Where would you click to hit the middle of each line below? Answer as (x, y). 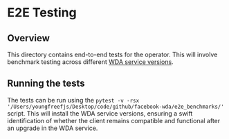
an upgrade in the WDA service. (53, 128)
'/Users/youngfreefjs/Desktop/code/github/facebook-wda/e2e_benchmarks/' (116, 107)
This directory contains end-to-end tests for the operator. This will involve (112, 54)
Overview (29, 38)
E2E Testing (42, 13)
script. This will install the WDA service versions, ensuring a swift (100, 113)
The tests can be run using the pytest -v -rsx (73, 100)
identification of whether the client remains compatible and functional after (114, 120)
